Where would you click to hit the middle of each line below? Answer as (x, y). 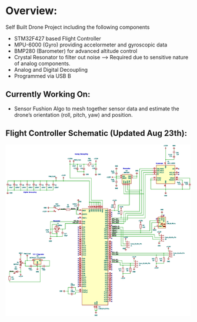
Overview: (31, 11)
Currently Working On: (48, 94)
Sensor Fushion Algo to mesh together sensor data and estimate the (97, 108)
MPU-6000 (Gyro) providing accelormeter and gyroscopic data (91, 45)
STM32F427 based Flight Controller (57, 38)
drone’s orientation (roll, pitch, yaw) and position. (73, 115)
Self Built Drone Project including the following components (78, 27)
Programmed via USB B (42, 76)
